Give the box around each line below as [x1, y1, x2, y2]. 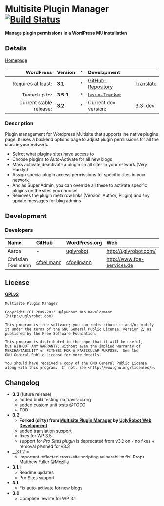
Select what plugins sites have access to [12, 151, 94, 157]
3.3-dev [135, 102, 155, 109]
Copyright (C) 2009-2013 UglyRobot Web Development [5, 310, 112, 314]
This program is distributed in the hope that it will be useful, [5, 339, 143, 344]
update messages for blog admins [12, 198, 81, 204]
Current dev [87, 99, 116, 106]
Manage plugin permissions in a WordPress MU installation [5, 30, 127, 36]
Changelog [5, 378, 40, 386]
